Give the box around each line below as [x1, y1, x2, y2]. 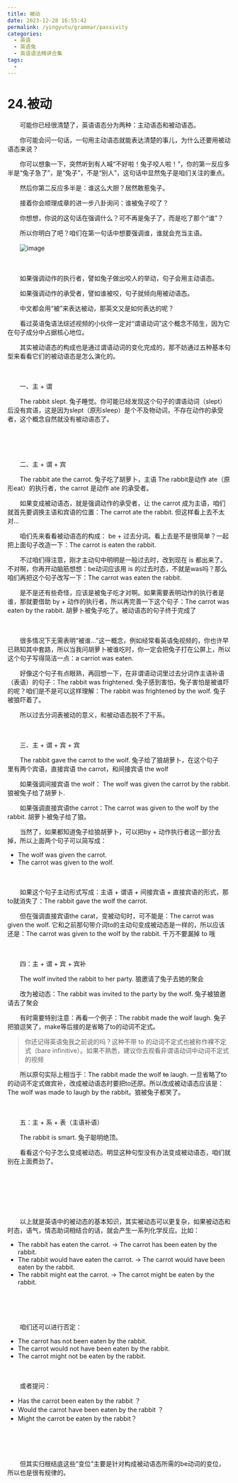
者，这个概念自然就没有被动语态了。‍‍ [7, 415, 113, 423]
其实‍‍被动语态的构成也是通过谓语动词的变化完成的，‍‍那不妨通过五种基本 [19, 343, 225, 351]
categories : [7, 30, 42, 38]
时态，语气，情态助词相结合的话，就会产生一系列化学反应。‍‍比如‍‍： [7, 1226, 200, 1234]
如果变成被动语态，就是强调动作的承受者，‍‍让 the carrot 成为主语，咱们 [19, 499, 226, 507]
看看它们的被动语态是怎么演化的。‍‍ [19, 351, 119, 360]
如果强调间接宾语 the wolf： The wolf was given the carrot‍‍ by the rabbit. [19, 779, 230, 788]
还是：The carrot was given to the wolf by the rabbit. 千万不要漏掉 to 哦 [7, 929, 216, 937]
